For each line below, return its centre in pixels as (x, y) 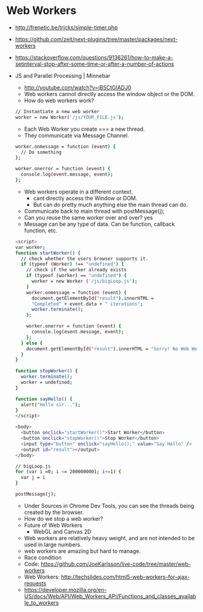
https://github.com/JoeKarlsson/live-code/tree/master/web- (115, 564)
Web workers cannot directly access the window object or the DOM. (109, 94)
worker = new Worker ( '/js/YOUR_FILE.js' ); (69, 117)
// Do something (41, 152)
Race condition (43, 557)
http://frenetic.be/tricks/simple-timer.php (66, 27)
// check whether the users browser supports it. (85, 259)
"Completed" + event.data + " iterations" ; (87, 304)
